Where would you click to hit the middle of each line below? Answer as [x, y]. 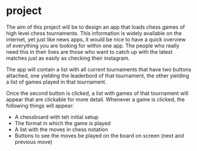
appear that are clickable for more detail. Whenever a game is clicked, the [96, 99]
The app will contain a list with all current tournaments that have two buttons [99, 69]
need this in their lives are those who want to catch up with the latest [89, 52]
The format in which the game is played [62, 123]
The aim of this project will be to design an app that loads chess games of [96, 27]
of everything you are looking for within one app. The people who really [93, 46]
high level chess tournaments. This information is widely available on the [94, 33]
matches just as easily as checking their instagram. [68, 58]
